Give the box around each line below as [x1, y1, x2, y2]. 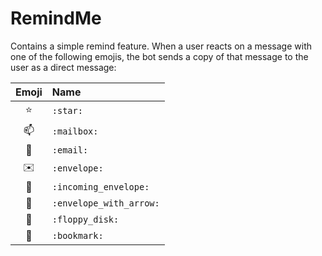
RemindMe [10, 7, 102, 30]
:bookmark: [51, 230, 104, 241]
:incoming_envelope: [51, 181, 150, 192]
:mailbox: [51, 126, 99, 137]
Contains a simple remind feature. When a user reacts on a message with [10, 40, 313, 52]
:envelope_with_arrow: [51, 197, 160, 209]
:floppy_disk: [51, 213, 120, 225]
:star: [51, 105, 83, 117]
